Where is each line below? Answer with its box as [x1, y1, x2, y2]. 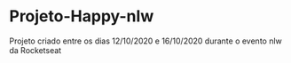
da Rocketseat [9, 44, 62, 55]
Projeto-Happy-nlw [9, 6, 154, 27]
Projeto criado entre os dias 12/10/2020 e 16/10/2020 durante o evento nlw [9, 35, 282, 46]
